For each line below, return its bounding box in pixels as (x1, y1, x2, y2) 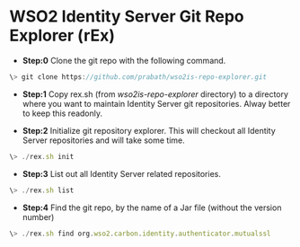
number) (22, 211, 55, 222)
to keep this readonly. (22, 108, 103, 119)
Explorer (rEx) (9, 25, 115, 46)
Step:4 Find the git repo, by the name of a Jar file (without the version (22, 202, 282, 213)
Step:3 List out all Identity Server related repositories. (22, 168, 222, 179)
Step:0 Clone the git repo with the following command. (22, 55, 226, 66)
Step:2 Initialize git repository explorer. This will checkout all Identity (22, 125, 276, 136)
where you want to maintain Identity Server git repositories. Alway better (22, 98, 291, 109)
